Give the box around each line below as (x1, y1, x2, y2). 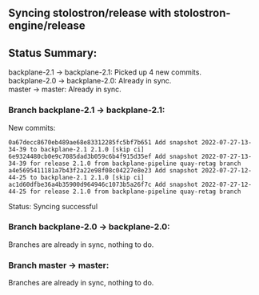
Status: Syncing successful (8, 201, 98, 211)
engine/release (8, 19, 86, 33)
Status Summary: (8, 46, 98, 59)
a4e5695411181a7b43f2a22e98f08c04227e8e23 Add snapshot (8, 166, 198, 175)
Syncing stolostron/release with (8, 6, 172, 20)
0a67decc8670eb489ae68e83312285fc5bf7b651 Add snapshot (8, 138, 198, 147)
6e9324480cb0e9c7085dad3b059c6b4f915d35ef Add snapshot (8, 152, 198, 160)
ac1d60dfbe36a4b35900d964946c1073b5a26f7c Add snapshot (8, 180, 198, 188)
